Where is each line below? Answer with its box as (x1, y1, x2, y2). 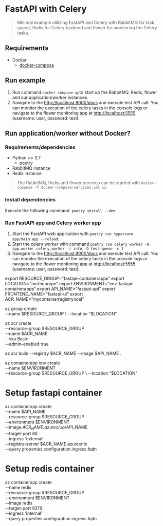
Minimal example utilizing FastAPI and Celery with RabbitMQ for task (17, 19, 155, 25)
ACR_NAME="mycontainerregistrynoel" (5, 296, 84, 302)
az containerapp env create (5, 360, 60, 366)
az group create (5, 306, 37, 312)
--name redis (5, 484, 32, 490)
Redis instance (12, 171, 42, 176)
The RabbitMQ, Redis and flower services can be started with (17, 180, 140, 186)
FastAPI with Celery (5, 3, 87, 15)
